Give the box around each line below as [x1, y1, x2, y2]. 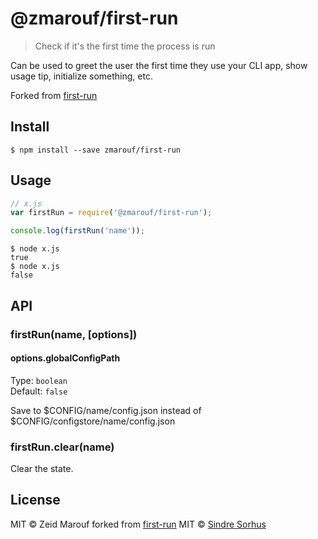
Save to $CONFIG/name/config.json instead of [10, 404, 202, 416]
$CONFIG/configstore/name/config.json [10, 415, 176, 427]
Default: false [10, 385, 68, 397]
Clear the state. [10, 463, 74, 474]
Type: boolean [10, 374, 68, 386]
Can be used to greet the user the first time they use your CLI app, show [10, 59, 308, 71]
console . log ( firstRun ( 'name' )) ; [10, 226, 145, 236]
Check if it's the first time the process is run [34, 40, 216, 52]
